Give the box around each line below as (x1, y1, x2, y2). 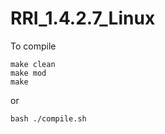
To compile (10, 40, 57, 52)
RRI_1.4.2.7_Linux (10, 7, 156, 30)
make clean (10, 59, 56, 69)
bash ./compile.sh (10, 113, 87, 124)
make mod (10, 68, 47, 78)
